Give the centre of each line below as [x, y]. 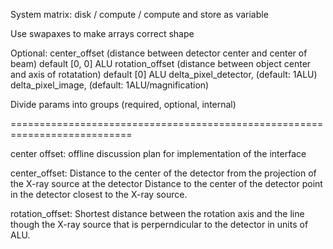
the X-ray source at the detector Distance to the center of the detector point [166, 183]
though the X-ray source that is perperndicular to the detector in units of [159, 224]
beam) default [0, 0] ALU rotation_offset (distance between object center [161, 63]
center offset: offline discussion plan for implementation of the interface [158, 153]
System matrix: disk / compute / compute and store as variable [139, 14]
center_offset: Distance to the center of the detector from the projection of [163, 173]
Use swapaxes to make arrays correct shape [102, 33]
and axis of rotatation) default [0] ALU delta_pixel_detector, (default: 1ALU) [164, 74]
